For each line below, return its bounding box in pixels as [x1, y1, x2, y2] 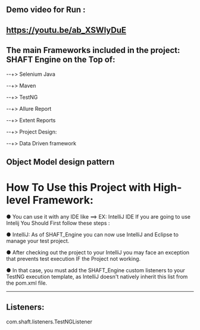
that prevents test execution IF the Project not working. [6, 255, 141, 262]
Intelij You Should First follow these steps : [6, 219, 110, 226]
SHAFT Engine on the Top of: [6, 55, 115, 65]
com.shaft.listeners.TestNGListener [6, 318, 93, 325]
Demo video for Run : [6, 5, 86, 15]
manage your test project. [6, 237, 70, 244]
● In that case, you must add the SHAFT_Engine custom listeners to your [6, 266, 186, 273]
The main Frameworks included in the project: [6, 45, 180, 55]
